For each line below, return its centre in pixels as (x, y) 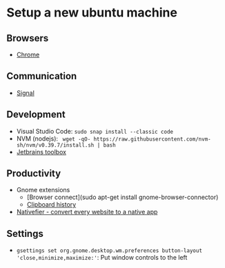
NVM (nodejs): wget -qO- (53, 138)
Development (36, 115)
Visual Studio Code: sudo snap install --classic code (95, 131)
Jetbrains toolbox (41, 152)
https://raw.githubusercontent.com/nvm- (152, 139)
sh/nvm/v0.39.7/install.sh (55, 145)
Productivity (34, 174)
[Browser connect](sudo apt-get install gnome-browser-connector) (123, 197)
